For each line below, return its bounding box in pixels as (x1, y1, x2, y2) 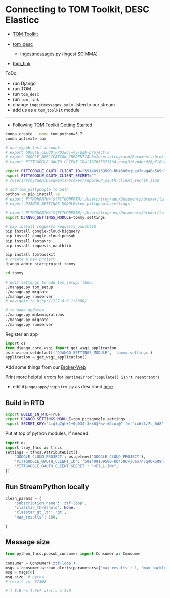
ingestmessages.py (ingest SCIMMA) (20, 51, 98, 57)
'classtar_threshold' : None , (14, 505, 76, 510)
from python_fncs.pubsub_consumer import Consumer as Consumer (5, 551, 142, 556)
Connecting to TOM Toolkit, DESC (5, 4, 150, 15)
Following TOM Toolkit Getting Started (12, 122, 93, 128)
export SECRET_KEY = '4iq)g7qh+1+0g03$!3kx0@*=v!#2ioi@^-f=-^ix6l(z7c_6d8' (5, 421, 164, 426)
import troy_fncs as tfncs (5, 445, 62, 450)
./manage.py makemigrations (5, 312, 65, 317)
